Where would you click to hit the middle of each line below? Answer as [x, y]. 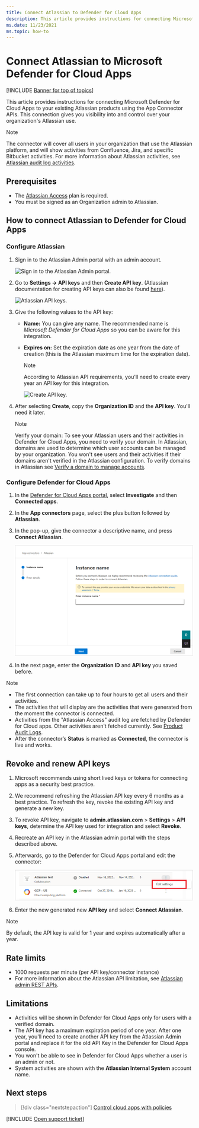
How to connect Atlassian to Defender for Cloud [96, 220]
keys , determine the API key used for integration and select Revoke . [98, 826]
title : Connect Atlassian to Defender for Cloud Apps [74, 12]
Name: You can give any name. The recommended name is [96, 323]
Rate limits [26, 958]
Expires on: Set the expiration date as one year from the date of [101, 348]
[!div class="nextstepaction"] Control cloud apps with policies [96, 1107]
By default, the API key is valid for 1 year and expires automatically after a [96, 933]
